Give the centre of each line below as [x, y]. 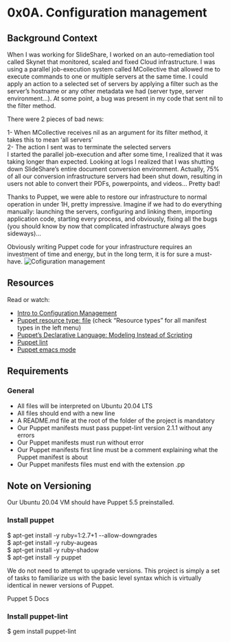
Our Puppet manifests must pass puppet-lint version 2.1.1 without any [115, 427]
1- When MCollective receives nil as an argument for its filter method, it [107, 132]
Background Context [52, 38]
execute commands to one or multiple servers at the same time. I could [107, 76]
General [21, 391]
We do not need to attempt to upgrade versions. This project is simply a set [114, 570]
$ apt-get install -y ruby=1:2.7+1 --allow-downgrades [82, 535]
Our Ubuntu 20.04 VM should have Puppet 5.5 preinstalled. [91, 502]
